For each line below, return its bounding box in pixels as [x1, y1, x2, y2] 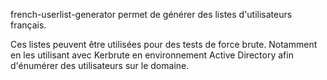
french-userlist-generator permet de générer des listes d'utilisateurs [10, 9, 293, 20]
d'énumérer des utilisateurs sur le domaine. [10, 60, 190, 71]
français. [10, 19, 47, 31]
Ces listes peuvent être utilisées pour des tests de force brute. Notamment [10, 39, 318, 50]
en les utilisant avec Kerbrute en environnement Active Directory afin [10, 49, 294, 61]
